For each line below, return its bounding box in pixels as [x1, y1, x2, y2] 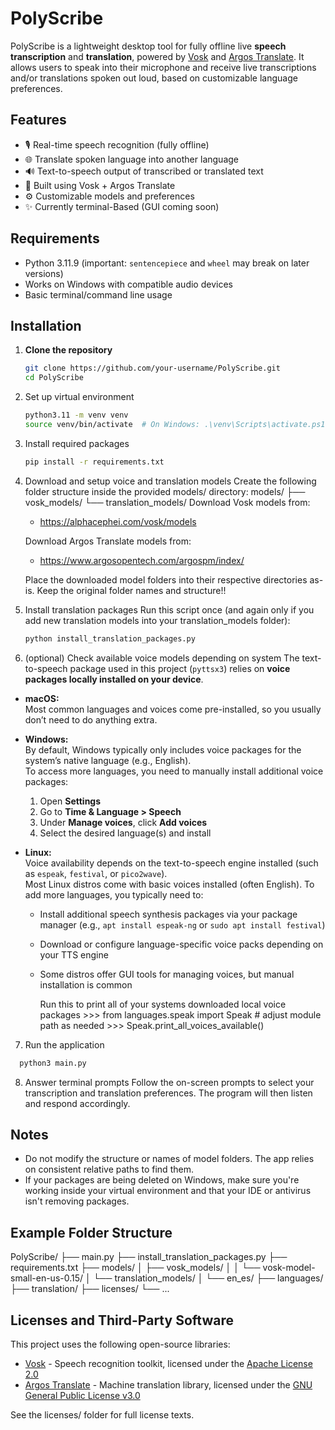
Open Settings [39, 795, 102, 807]
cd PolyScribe [24, 373, 84, 383]
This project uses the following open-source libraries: [10, 1338, 231, 1350]
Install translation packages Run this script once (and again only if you [24, 603, 315, 616]
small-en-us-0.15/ [10, 1272, 84, 1284]
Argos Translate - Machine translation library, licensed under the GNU [24, 1378, 313, 1391]
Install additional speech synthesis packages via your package [39, 908, 298, 920]
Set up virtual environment [24, 391, 135, 403]
